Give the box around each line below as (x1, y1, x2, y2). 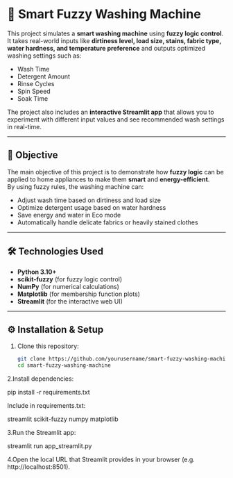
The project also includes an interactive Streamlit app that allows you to (7, 108, 215, 116)
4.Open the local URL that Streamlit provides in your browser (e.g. (7, 455, 196, 464)
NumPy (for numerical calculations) (17, 282, 120, 290)
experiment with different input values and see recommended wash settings (7, 115, 225, 124)
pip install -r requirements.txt (7, 388, 90, 397)
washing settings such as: (7, 51, 82, 60)
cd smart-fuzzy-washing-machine (17, 362, 111, 369)
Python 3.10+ (17, 267, 57, 276)
